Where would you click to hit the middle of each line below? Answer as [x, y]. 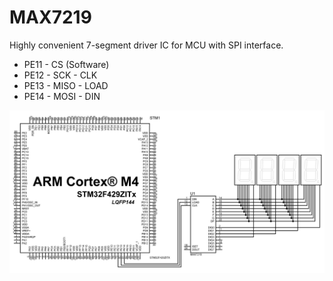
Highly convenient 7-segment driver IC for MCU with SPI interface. [146, 45]
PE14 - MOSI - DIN [62, 96]
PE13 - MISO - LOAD [66, 85]
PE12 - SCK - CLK [60, 75]
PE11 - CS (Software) [66, 64]
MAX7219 [50, 17]
